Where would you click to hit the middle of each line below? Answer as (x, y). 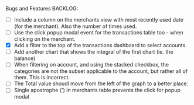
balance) (25, 58)
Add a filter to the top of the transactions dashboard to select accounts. (100, 45)
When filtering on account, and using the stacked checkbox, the (91, 65)
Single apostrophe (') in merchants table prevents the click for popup (97, 90)
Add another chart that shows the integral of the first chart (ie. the (93, 52)
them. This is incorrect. (42, 78)
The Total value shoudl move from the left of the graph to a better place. (101, 83)
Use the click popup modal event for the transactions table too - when (99, 33)
